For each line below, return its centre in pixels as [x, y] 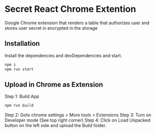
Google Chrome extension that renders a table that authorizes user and [77, 23]
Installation [22, 44]
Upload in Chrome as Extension [54, 84]
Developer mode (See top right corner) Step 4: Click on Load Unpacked [78, 120]
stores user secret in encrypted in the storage [51, 28]
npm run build [19, 106]
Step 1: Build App [22, 96]
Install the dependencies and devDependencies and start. [63, 55]
